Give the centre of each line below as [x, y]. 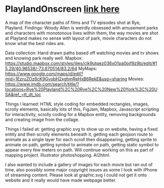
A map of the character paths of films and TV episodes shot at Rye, [73, 23]
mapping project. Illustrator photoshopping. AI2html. [58, 155]
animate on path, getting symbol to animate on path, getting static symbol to [82, 144]
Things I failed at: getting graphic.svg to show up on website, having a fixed [81, 129]
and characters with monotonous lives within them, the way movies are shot [82, 33]
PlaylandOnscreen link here [62, 9]
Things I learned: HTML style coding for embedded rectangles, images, [77, 104]
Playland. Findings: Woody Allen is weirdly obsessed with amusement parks [82, 27]
